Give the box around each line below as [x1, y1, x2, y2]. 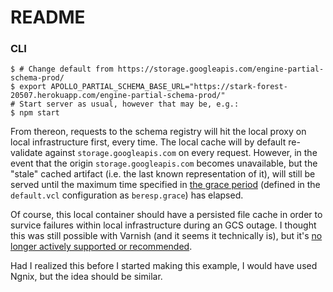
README [10, 6, 86, 29]
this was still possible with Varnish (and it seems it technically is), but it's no [10, 230, 323, 242]
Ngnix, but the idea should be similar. [10, 271, 163, 283]
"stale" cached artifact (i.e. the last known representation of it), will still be [10, 168, 316, 180]
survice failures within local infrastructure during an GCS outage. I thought [10, 219, 317, 231]
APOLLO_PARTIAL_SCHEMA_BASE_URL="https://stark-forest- [50, 82, 288, 92]
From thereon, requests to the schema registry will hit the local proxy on [10, 126, 307, 138]
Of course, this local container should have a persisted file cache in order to [10, 209, 323, 221]
